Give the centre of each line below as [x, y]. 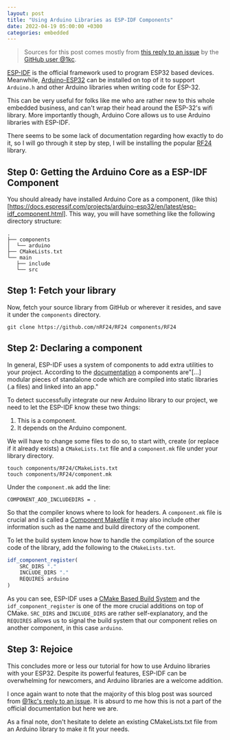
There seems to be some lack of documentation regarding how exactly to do [115, 136]
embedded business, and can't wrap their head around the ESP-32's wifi [110, 108]
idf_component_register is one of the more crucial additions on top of [105, 606]
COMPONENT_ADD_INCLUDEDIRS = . [52, 499]
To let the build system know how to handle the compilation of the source [111, 540]
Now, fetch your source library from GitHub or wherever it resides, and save [114, 307]
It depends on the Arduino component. [72, 428]
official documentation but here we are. [63, 708]
